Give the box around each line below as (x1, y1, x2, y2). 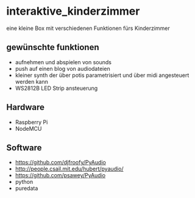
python (15, 178, 34, 186)
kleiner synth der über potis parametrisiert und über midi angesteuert (15, 71, 190, 79)
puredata (15, 185, 38, 192)
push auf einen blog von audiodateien (15, 65, 111, 72)
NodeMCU (15, 125, 42, 132)
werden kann (15, 78, 49, 85)
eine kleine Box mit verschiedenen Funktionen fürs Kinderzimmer (6, 24, 171, 32)
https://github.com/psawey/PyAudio (15, 172, 105, 179)
